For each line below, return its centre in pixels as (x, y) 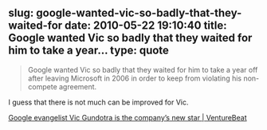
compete (42, 86)
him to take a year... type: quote (89, 51)
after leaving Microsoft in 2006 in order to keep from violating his (134, 78)
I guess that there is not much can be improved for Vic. (98, 102)
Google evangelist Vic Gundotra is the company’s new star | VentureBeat (128, 117)
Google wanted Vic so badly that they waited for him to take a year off (143, 69)
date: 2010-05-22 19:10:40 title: (146, 26)
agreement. (78, 86)
